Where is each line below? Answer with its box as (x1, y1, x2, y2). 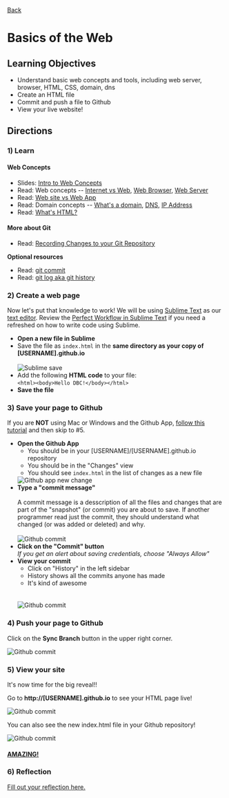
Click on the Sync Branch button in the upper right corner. (7, 634, 173, 642)
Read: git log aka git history (17, 273, 95, 281)
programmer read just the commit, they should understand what (17, 513, 199, 521)
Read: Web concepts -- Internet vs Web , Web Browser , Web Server (17, 186, 209, 194)
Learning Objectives (7, 57, 97, 69)
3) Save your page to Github (7, 402, 103, 412)
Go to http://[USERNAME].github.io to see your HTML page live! (7, 694, 192, 702)
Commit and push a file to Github (17, 98, 112, 106)
